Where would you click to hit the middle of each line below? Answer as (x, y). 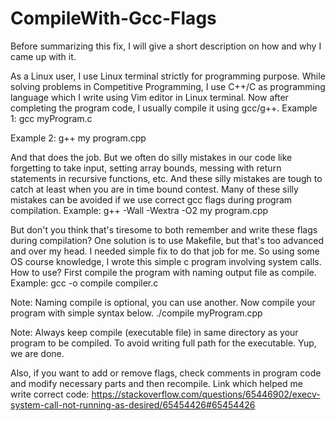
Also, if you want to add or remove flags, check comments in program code (166, 373)
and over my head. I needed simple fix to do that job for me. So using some (165, 251)
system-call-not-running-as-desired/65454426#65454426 (133, 404)
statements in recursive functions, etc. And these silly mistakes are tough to (166, 178)
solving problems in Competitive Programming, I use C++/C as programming (168, 86)
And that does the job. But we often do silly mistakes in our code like (151, 157)
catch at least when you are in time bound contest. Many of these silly (154, 189)
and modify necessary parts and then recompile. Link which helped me (156, 383)
